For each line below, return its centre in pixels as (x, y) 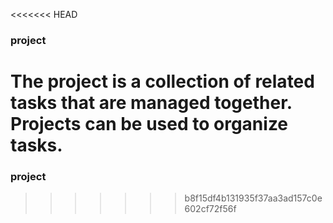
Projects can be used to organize (149, 124)
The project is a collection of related (162, 81)
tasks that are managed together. (151, 103)
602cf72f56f (210, 209)
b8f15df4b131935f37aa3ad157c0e (253, 198)
